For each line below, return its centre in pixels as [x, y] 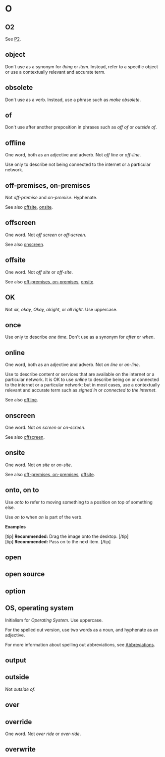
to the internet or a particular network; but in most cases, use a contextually [82, 385]
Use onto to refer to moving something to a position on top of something [79, 502]
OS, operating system [39, 608]
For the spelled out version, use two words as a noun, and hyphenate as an [82, 630]
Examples [16, 526]
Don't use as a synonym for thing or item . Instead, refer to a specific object [82, 66]
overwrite [21, 749]
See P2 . [13, 39]
